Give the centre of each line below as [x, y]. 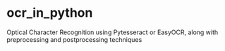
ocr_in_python [50, 13]
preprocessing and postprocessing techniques [74, 39]
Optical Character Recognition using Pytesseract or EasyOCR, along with [112, 32]
